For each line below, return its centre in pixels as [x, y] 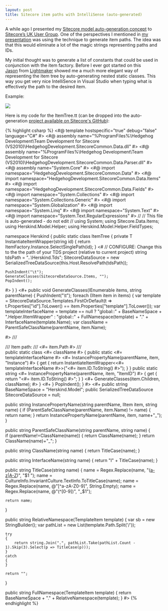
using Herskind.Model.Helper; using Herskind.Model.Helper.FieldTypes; [79, 226]
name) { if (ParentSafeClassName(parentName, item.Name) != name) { [78, 410]
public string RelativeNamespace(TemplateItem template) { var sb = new [80, 519]
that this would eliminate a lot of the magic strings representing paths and [81, 45]
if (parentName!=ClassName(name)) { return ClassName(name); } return [80, 435]
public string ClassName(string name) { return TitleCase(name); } [73, 450]
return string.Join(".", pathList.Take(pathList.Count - [75, 543]
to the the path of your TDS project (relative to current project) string [76, 252]
